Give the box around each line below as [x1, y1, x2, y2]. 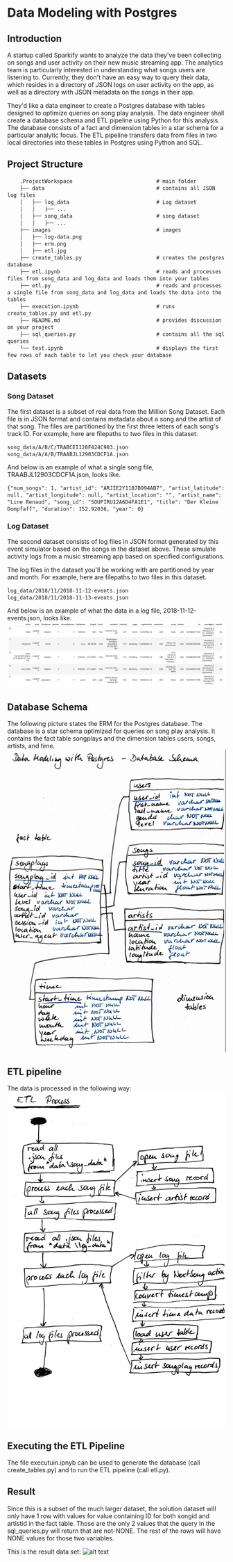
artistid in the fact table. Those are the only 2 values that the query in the [7, 1519, 216, 1527]
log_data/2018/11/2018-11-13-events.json [7, 594, 129, 601]
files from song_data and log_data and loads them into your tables [7, 275, 209, 282]
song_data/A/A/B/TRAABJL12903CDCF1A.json [7, 451, 129, 458]
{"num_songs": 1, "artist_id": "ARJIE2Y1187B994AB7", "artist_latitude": [7, 485, 225, 492]
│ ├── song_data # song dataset [19, 212, 200, 220]
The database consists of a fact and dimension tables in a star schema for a [7, 124, 224, 131]
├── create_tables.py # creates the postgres [19, 254, 225, 261]
